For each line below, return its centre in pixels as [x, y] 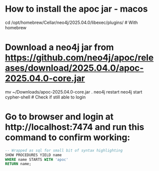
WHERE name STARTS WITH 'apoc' [37, 159]
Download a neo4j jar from [60, 47]
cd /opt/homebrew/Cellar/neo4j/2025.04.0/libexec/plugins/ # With [71, 22]
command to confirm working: [68, 138]
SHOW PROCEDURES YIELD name [34, 155]
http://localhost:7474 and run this [75, 127]
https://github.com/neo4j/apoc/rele [79, 58]
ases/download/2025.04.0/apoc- [74, 68]
